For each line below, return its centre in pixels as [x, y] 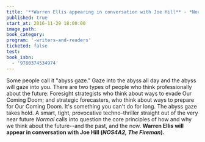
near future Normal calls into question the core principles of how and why [99, 119]
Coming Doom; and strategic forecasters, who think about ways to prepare [100, 100]
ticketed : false [27, 46]
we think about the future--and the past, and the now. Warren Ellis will [95, 126]
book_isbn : [20, 57]
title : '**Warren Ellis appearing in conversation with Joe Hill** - [97, 12]
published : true [27, 18]
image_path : [21, 29]
